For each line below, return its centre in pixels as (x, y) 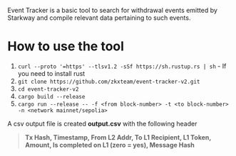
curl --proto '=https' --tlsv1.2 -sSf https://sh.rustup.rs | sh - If (122, 66)
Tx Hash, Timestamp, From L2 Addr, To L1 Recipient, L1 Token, (118, 137)
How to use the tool (66, 46)
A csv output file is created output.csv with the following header (102, 123)
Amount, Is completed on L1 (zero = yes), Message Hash (109, 145)
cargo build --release (51, 96)
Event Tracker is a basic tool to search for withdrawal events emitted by (112, 10)
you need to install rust (51, 73)
